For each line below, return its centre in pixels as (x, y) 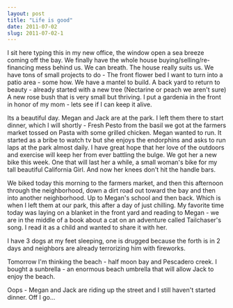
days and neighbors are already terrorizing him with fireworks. (96, 248)
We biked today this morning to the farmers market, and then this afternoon (115, 183)
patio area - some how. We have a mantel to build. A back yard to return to (114, 82)
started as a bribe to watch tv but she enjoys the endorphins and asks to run (116, 140)
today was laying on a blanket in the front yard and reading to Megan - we (113, 213)
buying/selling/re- (185, 60)
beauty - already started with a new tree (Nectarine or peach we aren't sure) (117, 90)
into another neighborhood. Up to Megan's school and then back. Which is (114, 198)
